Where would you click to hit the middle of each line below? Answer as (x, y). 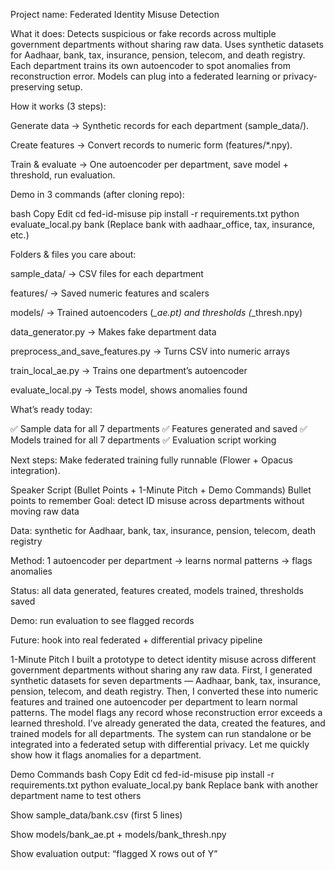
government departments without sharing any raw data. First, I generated (161, 670)
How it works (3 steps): (58, 106)
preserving (32, 87)
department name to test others (76, 795)
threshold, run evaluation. (63, 175)
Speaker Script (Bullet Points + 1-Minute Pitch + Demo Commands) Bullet (161, 490)
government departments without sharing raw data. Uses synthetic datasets (167, 44)
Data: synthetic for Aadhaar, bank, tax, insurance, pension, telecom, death (163, 530)
